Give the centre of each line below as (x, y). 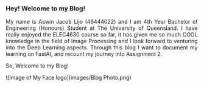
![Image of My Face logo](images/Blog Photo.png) (69, 78)
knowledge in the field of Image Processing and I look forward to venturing (102, 41)
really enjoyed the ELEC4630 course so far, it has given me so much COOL (102, 35)
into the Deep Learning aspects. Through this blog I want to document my (102, 47)
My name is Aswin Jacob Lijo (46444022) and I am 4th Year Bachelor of (102, 22)
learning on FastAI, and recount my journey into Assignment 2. (84, 54)
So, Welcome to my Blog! (37, 66)
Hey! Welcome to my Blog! (46, 9)
